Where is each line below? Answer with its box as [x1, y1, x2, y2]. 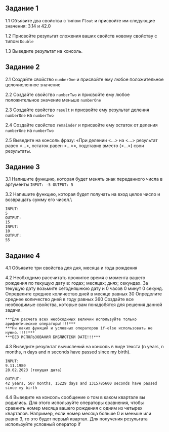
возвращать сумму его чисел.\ [5, 196, 72, 203]
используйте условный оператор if [5, 421, 81, 427]
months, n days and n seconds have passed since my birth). [5, 349, 131, 355]
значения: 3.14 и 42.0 [5, 23, 51, 29]
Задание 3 [5, 162, 40, 172]
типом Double [5, 38, 34, 44]
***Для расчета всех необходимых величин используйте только [5, 317, 137, 322]
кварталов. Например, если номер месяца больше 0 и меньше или [5, 411, 152, 417]
